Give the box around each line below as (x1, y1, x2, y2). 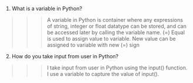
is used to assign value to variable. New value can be (46, 35, 176, 42)
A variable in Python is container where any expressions (46, 16, 184, 23)
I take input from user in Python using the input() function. (46, 64, 188, 71)
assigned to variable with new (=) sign (46, 41, 140, 48)
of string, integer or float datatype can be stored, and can (46, 23, 187, 29)
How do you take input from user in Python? (11, 53, 119, 59)
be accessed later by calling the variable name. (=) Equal (46, 29, 185, 36)
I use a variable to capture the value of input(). (46, 71, 159, 77)
